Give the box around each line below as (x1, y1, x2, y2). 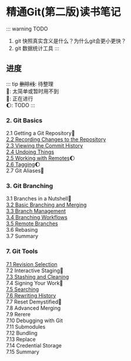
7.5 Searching (6, 286, 39, 293)
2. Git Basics (6, 116, 43, 124)
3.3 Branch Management (6, 208, 66, 215)
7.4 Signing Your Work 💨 (6, 279, 63, 286)
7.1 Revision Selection (6, 260, 58, 268)
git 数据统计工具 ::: (14, 45, 60, 52)
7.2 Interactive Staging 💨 (6, 267, 63, 274)
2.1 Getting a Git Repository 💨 (6, 130, 75, 137)
